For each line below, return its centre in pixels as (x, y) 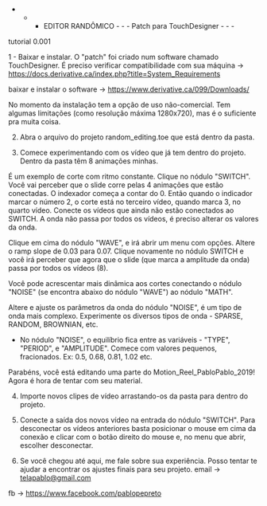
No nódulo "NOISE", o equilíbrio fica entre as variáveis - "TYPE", (125, 340)
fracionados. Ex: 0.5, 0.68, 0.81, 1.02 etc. (86, 357)
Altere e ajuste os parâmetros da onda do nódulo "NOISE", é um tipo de (125, 307)
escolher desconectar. (56, 445)
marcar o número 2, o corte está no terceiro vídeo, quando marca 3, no (124, 202)
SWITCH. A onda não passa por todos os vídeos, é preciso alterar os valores (133, 219)
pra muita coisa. (35, 122)
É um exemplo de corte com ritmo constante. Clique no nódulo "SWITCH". (130, 177)
